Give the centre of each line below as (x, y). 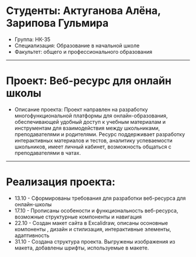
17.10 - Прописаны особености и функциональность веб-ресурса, (96, 210)
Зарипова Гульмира (57, 23)
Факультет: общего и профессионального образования (83, 51)
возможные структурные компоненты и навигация (78, 217)
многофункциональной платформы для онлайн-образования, (91, 116)
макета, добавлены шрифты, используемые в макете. (82, 248)
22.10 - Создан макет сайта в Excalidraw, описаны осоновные (91, 223)
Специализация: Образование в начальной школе (77, 46)
